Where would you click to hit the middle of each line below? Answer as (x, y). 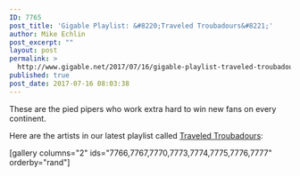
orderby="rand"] (40, 162)
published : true (39, 76)
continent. (28, 118)
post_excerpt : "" (42, 42)
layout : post (33, 51)
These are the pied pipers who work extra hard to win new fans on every (143, 108)
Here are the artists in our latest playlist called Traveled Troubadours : (136, 135)
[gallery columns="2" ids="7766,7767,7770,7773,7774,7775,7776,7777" (141, 153)
